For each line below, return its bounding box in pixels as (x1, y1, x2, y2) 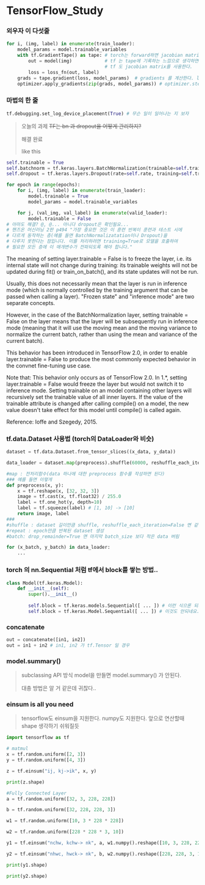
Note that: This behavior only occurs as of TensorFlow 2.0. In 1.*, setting (6, 373, 187, 381)
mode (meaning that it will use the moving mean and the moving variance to (6, 324, 197, 331)
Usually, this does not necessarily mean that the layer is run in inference (6, 279, 187, 287)
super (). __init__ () (28, 591, 78, 598)
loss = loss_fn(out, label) (28, 69, 99, 75)
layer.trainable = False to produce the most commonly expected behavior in (6, 355, 196, 362)
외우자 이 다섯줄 (6, 27, 50, 35)
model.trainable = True (28, 193, 88, 199)
